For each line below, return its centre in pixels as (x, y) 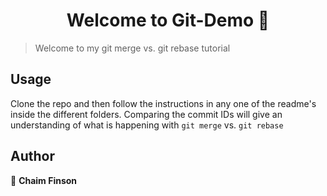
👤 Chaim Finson (44, 180)
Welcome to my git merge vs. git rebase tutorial (132, 48)
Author (32, 156)
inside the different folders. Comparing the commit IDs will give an (146, 114)
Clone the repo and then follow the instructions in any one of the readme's (163, 103)
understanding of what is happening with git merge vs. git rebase (147, 125)
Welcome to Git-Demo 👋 (168, 20)
